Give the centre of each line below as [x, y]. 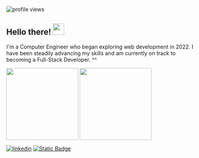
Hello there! [29, 32]
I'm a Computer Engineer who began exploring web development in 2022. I [100, 47]
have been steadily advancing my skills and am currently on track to [91, 53]
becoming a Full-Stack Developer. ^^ [52, 59]
